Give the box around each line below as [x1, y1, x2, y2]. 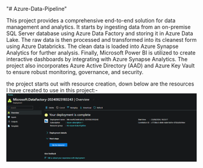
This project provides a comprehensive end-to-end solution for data [6, 17, 176, 24]
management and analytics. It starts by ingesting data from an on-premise [6, 24, 191, 30]
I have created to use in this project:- [6, 87, 98, 93]
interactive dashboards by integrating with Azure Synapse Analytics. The [6, 56, 188, 62]
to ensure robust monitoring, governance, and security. [6, 69, 144, 75]
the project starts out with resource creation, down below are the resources [6, 80, 195, 87]
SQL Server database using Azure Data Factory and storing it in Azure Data [6, 30, 193, 37]
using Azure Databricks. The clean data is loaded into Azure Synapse [6, 42, 179, 50]
